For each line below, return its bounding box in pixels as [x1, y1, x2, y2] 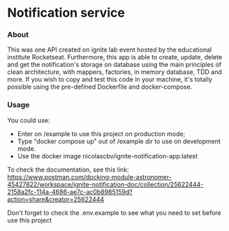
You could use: [7, 116, 50, 124]
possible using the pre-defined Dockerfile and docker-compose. [7, 82, 193, 91]
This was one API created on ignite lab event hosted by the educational [7, 45, 212, 54]
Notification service [7, 5, 126, 21]
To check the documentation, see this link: [7, 165, 129, 174]
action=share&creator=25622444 [7, 195, 105, 203]
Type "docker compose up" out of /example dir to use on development [17, 137, 221, 145]
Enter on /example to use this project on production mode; [17, 129, 186, 137]
